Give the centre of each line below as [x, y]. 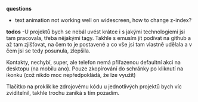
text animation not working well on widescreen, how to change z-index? [103, 20]
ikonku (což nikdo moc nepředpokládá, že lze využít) [71, 75]
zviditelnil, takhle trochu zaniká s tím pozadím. [63, 93]
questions [19, 9]
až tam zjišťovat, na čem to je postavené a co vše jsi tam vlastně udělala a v [99, 44]
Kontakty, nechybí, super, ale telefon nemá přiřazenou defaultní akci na [93, 62]
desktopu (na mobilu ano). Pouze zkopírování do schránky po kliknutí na [95, 69]
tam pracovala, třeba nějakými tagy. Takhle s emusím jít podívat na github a [99, 38]
